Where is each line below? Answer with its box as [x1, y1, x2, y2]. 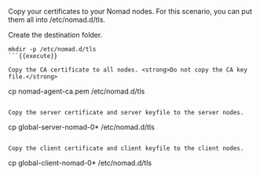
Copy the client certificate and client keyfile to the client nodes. [8, 144, 244, 152]
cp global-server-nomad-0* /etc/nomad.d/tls [8, 122, 155, 132]
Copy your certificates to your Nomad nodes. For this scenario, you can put [8, 7, 253, 16]
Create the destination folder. [8, 31, 103, 39]
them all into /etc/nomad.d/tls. [8, 15, 106, 24]
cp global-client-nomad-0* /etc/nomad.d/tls [8, 159, 152, 167]
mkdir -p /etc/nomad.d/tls [8, 46, 97, 53]
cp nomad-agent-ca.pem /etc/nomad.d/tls [8, 86, 145, 96]
